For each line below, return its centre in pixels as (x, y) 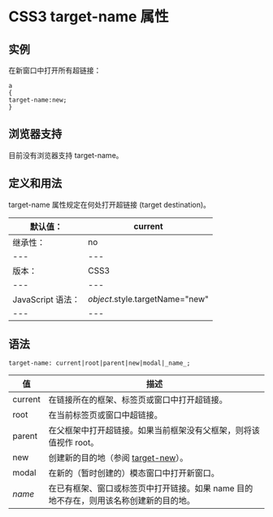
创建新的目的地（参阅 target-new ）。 (118, 458)
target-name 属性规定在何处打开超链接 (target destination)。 (110, 204)
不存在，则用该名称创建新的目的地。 (126, 501)
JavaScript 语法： (46, 300)
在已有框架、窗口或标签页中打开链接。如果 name (141, 489)
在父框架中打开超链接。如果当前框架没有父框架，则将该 (154, 431)
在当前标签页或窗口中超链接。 (105, 415)
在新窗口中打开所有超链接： (55, 70)
